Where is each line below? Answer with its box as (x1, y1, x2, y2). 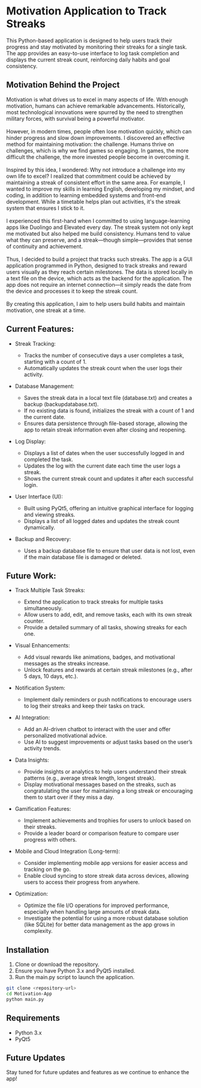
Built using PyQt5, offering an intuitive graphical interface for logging (23, 504, 194, 512)
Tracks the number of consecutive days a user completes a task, (23, 352, 184, 359)
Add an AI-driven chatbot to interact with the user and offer (23, 726, 171, 733)
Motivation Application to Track (6, 4, 167, 18)
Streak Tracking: (14, 340, 56, 347)
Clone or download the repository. (14, 961, 100, 968)
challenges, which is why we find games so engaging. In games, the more (6, 147, 189, 154)
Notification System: (14, 684, 65, 692)
